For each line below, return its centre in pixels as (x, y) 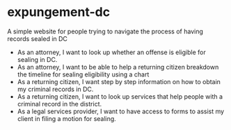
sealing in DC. (37, 59)
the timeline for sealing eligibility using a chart (83, 74)
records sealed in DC (38, 38)
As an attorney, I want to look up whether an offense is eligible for (112, 52)
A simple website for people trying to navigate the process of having (105, 31)
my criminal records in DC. (55, 89)
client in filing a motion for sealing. (66, 118)
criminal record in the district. (59, 104)
